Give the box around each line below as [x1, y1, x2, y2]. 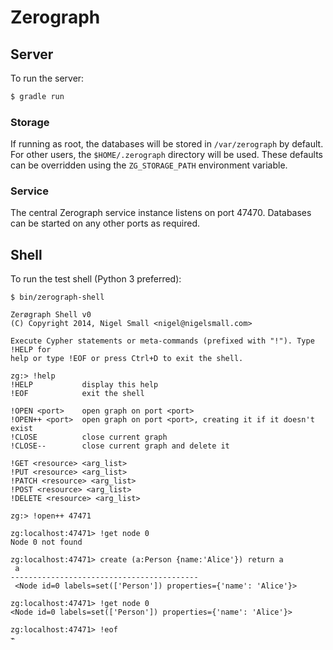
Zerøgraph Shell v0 [10, 310, 92, 320]
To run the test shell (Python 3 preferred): [10, 273, 182, 285]
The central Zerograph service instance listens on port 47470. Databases [10, 207, 312, 219]
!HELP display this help [10, 380, 159, 390]
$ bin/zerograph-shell [10, 292, 105, 303]
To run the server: [10, 72, 85, 84]
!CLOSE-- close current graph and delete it [10, 441, 230, 451]
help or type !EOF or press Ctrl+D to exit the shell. [10, 354, 244, 364]
